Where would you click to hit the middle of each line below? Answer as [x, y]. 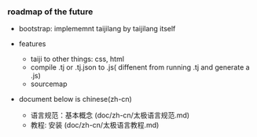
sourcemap [49, 84]
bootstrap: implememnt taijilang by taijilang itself [97, 29]
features [32, 44]
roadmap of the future [50, 12]
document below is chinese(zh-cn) [75, 99]
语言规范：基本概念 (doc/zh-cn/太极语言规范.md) [110, 115]
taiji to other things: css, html [77, 59]
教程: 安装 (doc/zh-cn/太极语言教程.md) [95, 125]
